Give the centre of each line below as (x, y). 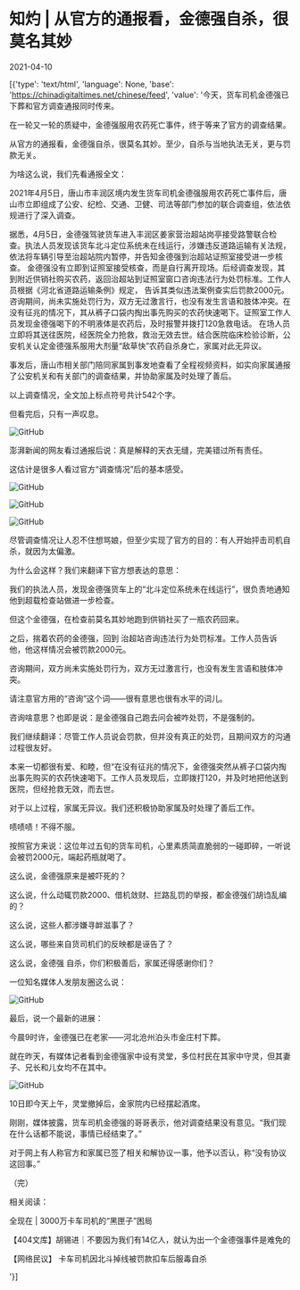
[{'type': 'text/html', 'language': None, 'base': (92, 84)
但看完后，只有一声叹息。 (56, 413)
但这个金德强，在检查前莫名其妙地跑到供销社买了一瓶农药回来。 (126, 619)
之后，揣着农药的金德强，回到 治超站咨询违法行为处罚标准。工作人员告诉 (143, 638)
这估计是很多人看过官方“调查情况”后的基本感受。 (99, 469)
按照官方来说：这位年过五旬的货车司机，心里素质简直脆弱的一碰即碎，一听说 (150, 845)
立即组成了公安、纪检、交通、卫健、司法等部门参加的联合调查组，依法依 (158, 204)
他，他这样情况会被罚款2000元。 (70, 649)
